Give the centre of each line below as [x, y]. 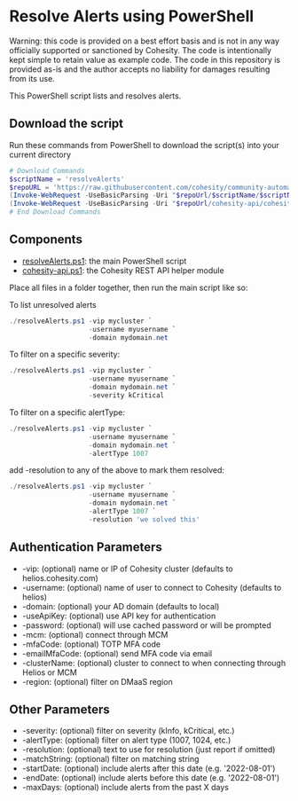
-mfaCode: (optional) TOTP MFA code [91, 644]
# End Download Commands [55, 212]
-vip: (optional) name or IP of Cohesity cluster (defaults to [127, 569]
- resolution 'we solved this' [144, 519]
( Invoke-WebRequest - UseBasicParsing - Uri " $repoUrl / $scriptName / [134, 196]
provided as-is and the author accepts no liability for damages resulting [140, 69]
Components [46, 240]
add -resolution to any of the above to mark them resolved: [117, 470]
